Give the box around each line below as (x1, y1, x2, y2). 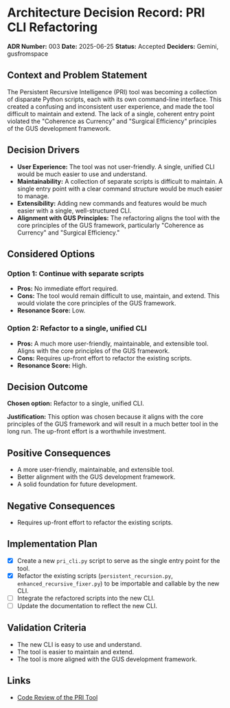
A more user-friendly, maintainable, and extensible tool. (16, 466, 174, 474)
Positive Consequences (7, 447, 111, 459)
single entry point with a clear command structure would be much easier (16, 184, 223, 193)
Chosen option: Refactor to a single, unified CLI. (7, 399, 144, 407)
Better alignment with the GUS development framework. (16, 473, 176, 481)
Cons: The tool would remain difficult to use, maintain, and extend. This (16, 292, 220, 300)
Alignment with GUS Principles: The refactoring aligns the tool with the (16, 213, 220, 222)
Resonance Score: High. (16, 361, 88, 369)
